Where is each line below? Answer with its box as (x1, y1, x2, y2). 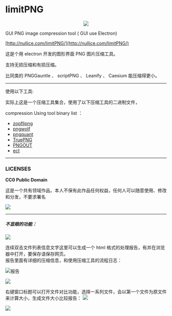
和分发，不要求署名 (5, 194, 46, 200)
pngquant (12, 131, 33, 137)
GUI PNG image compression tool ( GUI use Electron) (5, 30, 118, 36)
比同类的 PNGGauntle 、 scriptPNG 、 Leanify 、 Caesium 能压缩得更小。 (5, 72, 160, 78)
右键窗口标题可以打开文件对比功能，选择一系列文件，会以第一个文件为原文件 (5, 289, 167, 295)
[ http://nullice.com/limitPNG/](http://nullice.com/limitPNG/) (5, 40, 129, 46)
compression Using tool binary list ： (5, 110, 83, 116)
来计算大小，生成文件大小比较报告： (5, 295, 82, 301)
